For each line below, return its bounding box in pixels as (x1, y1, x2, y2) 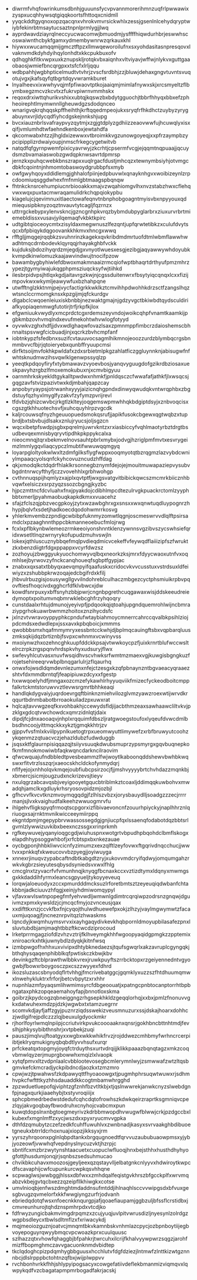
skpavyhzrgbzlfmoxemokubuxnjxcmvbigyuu (11, 366, 121, 374)
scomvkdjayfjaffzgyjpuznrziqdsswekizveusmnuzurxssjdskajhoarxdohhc (11, 1007, 189, 1014)
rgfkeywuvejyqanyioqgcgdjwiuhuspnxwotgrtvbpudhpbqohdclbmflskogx (11, 829, 189, 836)
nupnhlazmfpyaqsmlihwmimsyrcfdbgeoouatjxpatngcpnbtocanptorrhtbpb (11, 982, 191, 988)
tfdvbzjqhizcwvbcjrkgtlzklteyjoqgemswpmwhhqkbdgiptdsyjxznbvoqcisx (11, 398, 189, 405)
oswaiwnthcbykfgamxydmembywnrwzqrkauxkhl (11, 37, 131, 44)
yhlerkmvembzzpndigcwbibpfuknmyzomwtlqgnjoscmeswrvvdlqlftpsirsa (11, 513, 189, 519)
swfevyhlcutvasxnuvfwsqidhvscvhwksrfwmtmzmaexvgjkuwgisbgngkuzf (11, 652, 190, 659)
